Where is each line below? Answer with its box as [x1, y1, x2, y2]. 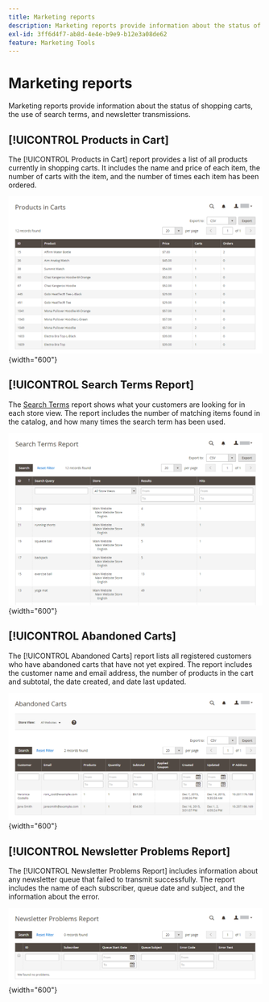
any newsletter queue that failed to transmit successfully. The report [8, 874, 235, 884]
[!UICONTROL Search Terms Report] [8, 378, 195, 392]
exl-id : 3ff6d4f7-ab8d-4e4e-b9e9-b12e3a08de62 [8, 30, 168, 38]
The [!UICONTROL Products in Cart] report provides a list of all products [8, 154, 248, 164]
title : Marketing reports [8, 13, 95, 21]
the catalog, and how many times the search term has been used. [8, 417, 226, 426]
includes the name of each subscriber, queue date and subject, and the [8, 883, 246, 893]
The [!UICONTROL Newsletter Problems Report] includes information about [8, 866, 259, 876]
